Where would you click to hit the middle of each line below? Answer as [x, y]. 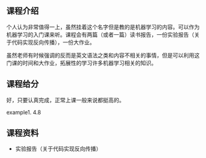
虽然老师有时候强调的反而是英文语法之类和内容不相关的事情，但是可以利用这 [103, 55]
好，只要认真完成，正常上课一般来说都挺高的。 [65, 100]
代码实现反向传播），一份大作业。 [53, 42]
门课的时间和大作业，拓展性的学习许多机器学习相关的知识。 [82, 62]
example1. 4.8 [24, 112]
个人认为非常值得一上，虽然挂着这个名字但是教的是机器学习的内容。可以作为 [103, 27]
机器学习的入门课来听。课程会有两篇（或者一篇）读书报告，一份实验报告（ [100, 34]
